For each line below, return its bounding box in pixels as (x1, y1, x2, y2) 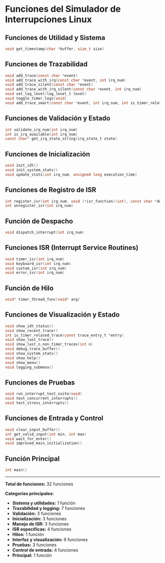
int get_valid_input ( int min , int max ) (5, 432, 87, 437)
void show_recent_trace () (5, 328, 58, 333)
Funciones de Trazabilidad (5, 60, 88, 68)
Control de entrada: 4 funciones (12, 547, 79, 553)
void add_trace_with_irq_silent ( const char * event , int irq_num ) (5, 87, 141, 92)
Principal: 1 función (12, 552, 53, 558)
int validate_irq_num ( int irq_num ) (5, 127, 78, 132)
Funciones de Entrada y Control (5, 414, 104, 422)
